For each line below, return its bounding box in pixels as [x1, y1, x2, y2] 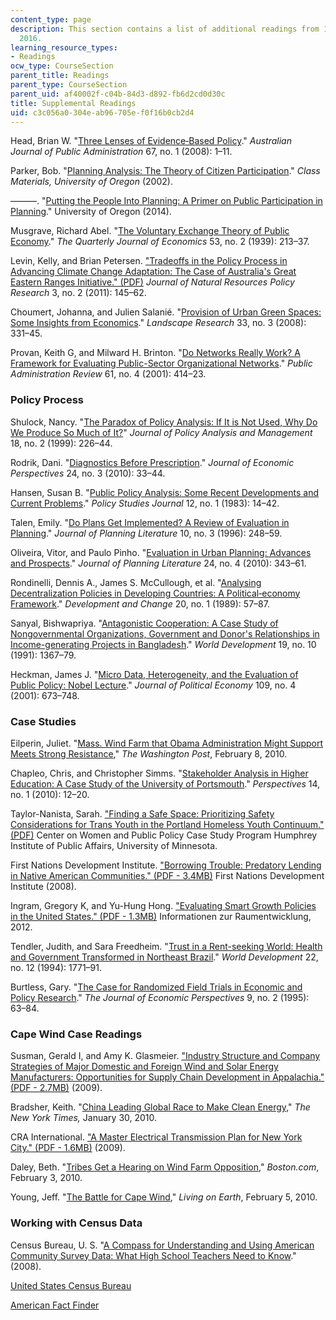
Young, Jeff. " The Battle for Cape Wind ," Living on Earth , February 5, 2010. [10, 1191, 318, 1203]
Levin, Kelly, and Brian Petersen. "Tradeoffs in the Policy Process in [10, 255, 288, 267]
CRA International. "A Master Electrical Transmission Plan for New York [10, 1131, 303, 1143]
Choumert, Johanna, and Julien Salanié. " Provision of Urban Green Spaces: [10, 306, 322, 318]
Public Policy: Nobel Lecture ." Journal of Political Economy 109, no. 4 [10, 679, 297, 691]
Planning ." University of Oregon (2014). [10, 206, 172, 218]
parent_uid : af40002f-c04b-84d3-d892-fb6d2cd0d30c [10, 89, 226, 99]
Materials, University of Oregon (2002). [10, 176, 173, 188]
